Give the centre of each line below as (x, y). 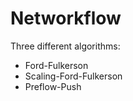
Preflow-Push (53, 86)
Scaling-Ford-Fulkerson (73, 76)
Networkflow (66, 18)
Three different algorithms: (65, 46)
